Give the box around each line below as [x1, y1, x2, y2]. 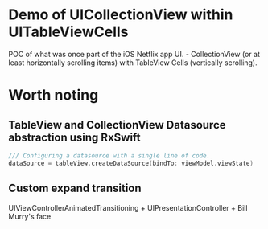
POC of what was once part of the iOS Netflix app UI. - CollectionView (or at [8, 49, 260, 59]
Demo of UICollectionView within [8, 6, 233, 24]
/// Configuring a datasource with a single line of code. [8, 151, 211, 160]
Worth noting [8, 86, 99, 104]
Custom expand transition [8, 182, 142, 195]
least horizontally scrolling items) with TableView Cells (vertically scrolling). [8, 58, 258, 67]
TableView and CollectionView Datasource [8, 118, 227, 132]
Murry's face [8, 211, 52, 221]
